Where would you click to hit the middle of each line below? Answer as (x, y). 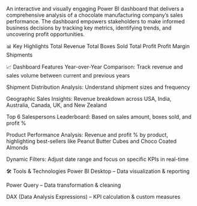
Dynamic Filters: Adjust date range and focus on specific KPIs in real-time (98, 159)
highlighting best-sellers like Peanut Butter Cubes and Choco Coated (92, 141)
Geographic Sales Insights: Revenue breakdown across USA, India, (89, 99)
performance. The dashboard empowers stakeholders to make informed (95, 21)
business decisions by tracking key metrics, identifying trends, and (89, 28)
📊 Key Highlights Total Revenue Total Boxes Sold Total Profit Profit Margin (98, 46)
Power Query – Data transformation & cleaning (64, 185)
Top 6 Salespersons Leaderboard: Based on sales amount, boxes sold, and (99, 117)
